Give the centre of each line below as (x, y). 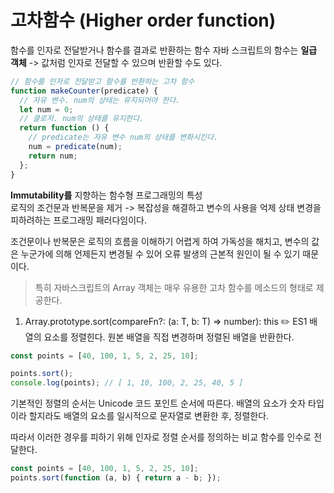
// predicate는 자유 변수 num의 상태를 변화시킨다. (123, 137)
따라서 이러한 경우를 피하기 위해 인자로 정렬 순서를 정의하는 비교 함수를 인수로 (161, 437)
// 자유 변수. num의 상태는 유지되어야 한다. (100, 100)
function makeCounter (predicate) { (84, 91)
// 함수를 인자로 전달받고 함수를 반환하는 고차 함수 (102, 81)
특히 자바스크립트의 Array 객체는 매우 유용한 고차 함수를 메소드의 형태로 (174, 287)
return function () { (64, 128)
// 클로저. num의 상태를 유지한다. (82, 119)
